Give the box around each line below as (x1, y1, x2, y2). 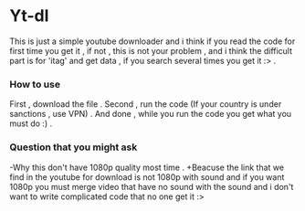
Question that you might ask (9, 141, 138, 153)
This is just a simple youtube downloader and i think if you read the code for (9, 36, 296, 47)
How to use (9, 78, 61, 90)
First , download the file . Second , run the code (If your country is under (9, 99, 282, 110)
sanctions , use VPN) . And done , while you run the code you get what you (9, 109, 292, 120)
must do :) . (9, 118, 53, 129)
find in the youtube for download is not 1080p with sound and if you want (9, 171, 285, 183)
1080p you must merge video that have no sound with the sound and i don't (9, 181, 294, 192)
